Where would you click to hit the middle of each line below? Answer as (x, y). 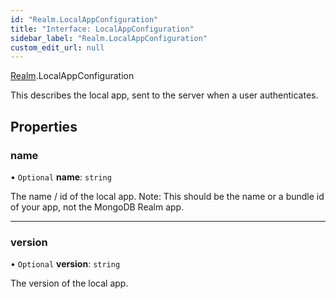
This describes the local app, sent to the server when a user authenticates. (164, 95)
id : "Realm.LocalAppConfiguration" (84, 19)
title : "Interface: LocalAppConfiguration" (102, 29)
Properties (44, 126)
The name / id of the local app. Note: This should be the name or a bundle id (167, 196)
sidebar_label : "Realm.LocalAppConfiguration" (109, 38)
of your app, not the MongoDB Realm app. (97, 207)
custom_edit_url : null (57, 47)
